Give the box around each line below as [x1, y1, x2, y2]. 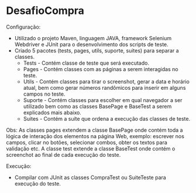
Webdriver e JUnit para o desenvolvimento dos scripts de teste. [14, 41, 169, 48]
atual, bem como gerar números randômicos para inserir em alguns [23, 84, 186, 91]
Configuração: [6, 23, 41, 30]
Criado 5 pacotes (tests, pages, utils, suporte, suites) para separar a [14, 47, 180, 54]
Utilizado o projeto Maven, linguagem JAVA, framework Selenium [14, 34, 172, 41]
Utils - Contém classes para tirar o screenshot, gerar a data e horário [23, 78, 190, 85]
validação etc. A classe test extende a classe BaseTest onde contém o [6, 145, 176, 152]
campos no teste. [23, 90, 66, 97]
